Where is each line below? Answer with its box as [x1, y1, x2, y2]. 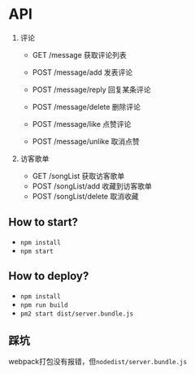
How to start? [8, 215, 79, 229]
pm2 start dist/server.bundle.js [19, 310, 134, 318]
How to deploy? [8, 269, 89, 283]
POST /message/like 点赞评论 [32, 119, 132, 128]
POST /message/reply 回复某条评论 [32, 85, 152, 94]
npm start [19, 247, 54, 255]
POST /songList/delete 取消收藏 [32, 191, 139, 201]
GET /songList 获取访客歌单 [32, 171, 125, 180]
